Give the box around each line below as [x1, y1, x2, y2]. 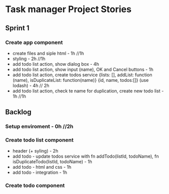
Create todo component [5, 182, 65, 189]
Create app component [5, 39, 63, 46]
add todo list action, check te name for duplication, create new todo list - [12, 87, 164, 94]
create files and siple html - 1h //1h [12, 50, 84, 56]
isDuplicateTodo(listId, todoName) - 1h [12, 159, 92, 165]
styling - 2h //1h [12, 56, 45, 62]
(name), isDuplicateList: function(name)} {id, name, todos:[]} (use [12, 77, 149, 83]
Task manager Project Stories [5, 4, 132, 15]
